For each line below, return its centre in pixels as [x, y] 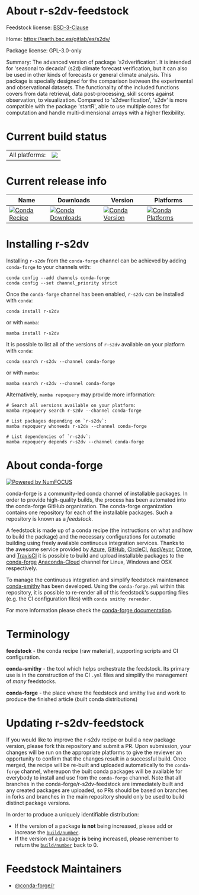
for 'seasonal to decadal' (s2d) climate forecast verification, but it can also [97, 68]
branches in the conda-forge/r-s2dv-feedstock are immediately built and [95, 784]
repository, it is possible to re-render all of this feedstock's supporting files [97, 592]
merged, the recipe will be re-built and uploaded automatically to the [90, 765]
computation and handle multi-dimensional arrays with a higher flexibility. [96, 112]
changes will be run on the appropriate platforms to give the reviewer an [94, 752]
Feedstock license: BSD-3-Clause [47, 27]
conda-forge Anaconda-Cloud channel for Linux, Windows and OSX [89, 562]
